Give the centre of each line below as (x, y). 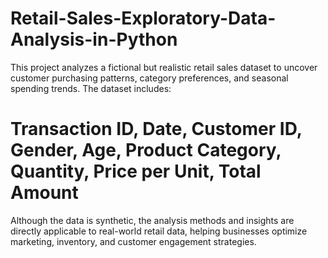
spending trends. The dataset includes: (91, 88)
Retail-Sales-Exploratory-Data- (143, 18)
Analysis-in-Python (94, 39)
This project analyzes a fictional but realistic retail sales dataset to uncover (164, 67)
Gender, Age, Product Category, (146, 150)
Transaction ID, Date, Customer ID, (156, 129)
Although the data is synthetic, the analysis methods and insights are (152, 220)
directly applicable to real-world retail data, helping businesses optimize (159, 231)
